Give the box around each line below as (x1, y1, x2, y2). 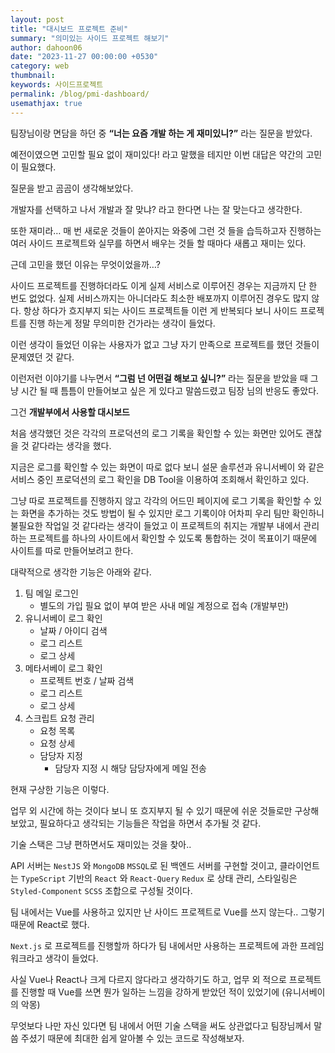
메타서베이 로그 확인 (24, 662, 103, 674)
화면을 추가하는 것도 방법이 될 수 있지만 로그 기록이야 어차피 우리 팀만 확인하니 (20, 507, 325, 519)
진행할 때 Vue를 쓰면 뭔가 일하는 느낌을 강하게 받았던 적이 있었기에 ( (20, 986, 286, 998)
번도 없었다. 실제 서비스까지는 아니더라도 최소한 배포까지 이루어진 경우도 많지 (10, 292, 310, 304)
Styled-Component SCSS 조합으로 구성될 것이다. (10, 884, 193, 896)
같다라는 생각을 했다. (31, 439, 112, 451)
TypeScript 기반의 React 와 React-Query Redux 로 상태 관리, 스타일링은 (20, 872, 298, 884)
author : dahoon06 (10, 42, 83, 53)
